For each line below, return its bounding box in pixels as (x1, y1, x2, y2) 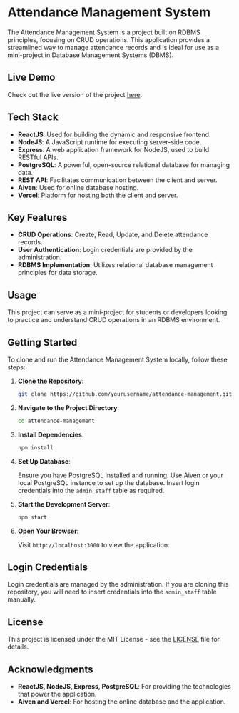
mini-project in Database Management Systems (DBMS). (7, 51, 174, 59)
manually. (7, 595, 36, 604)
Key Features (7, 211, 68, 224)
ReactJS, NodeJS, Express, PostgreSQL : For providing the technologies (17, 682, 232, 690)
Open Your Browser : (17, 527, 79, 535)
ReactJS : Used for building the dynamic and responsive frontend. (17, 130, 211, 139)
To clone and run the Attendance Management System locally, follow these (7, 355, 228, 364)
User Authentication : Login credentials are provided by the (17, 246, 193, 254)
